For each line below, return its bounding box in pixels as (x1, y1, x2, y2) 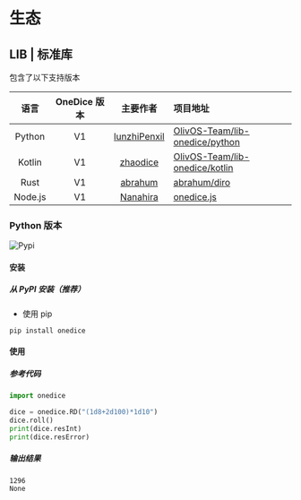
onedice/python (173, 136, 240, 148)
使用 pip (21, 308, 53, 319)
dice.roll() (9, 416, 54, 426)
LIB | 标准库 (9, 47, 73, 62)
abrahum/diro (173, 177, 231, 188)
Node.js (13, 191, 47, 203)
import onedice (9, 392, 66, 401)
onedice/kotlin (173, 162, 234, 174)
